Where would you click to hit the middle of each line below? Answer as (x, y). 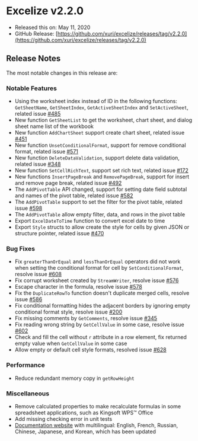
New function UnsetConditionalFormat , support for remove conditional (100, 145)
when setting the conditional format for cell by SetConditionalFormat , (99, 268)
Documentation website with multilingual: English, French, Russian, (96, 425)
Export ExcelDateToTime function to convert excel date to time (90, 221)
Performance (26, 365)
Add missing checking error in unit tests (63, 418)
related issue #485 (38, 114)
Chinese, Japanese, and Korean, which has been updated (85, 432)
